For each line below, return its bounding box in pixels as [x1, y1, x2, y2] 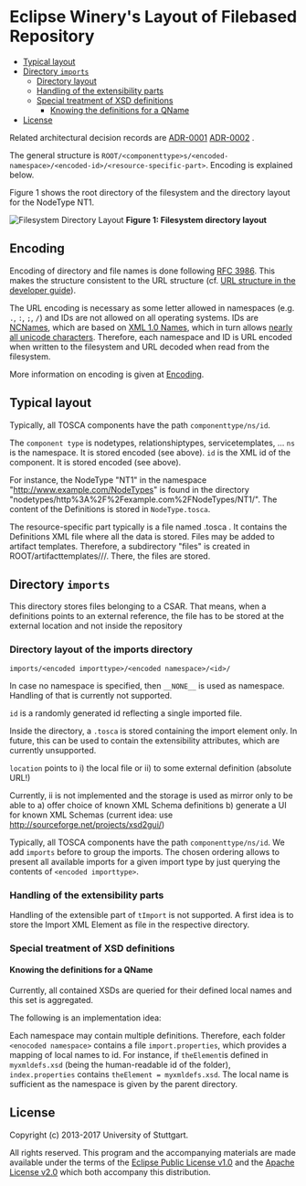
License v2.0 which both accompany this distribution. [9, 1166, 211, 1177]
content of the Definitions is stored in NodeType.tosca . [9, 503, 211, 514]
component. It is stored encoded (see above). [9, 456, 182, 467]
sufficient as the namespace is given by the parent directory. [9, 1079, 238, 1090]
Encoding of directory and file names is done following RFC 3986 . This [9, 265, 276, 276]
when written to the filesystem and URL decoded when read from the [9, 341, 270, 352]
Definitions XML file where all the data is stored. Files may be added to [9, 530, 276, 541]
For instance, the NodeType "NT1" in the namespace [9, 474, 207, 486]
